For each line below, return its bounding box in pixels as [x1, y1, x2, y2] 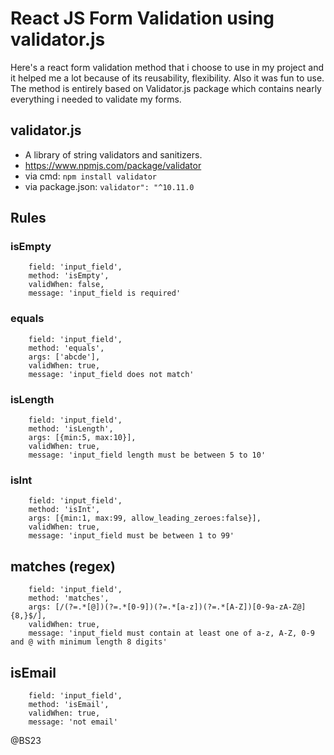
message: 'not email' [28, 717, 118, 727]
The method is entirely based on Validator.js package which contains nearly [10, 82, 322, 94]
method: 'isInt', [28, 505, 101, 515]
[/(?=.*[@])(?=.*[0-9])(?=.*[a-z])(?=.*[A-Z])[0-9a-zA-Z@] [54, 602, 307, 612]
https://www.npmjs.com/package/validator [24, 159, 202, 171]
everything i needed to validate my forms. [10, 93, 182, 105]
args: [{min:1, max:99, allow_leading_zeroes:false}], [28, 513, 262, 524]
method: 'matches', [28, 593, 110, 604]
